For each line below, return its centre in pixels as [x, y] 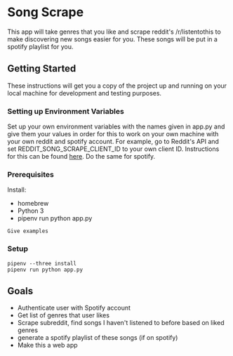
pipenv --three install [42, 263]
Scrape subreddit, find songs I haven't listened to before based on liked [121, 323]
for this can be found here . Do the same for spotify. [81, 157]
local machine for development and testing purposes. [85, 93]
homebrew [33, 204]
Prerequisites [31, 174]
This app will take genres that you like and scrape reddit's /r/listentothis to [114, 32]
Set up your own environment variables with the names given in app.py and [116, 126]
